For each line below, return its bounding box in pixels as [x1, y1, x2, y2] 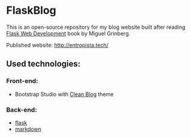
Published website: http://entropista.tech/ [6, 41, 109, 49]
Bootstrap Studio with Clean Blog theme [14, 91, 114, 98]
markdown [14, 125, 42, 133]
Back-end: [6, 106, 37, 114]
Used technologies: [6, 59, 81, 69]
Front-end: [6, 77, 38, 85]
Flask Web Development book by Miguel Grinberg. [6, 29, 131, 37]
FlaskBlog [6, 4, 57, 17]
